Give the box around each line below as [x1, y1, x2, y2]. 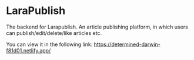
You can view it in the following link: [6, 41, 93, 48]
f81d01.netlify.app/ [6, 47, 51, 54]
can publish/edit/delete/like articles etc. [6, 29, 102, 36]
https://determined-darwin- [93, 41, 160, 48]
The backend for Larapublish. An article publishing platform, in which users [6, 23, 188, 30]
